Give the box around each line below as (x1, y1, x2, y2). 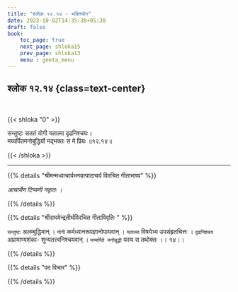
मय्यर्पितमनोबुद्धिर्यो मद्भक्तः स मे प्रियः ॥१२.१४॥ (7, 136, 113, 145)
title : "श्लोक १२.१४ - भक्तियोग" (7, 10, 92, 18)
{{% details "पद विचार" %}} (7, 263, 81, 271)
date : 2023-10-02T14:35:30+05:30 (7, 17, 106, 24)
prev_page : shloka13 (20, 50, 81, 57)
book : (7, 30, 23, 37)
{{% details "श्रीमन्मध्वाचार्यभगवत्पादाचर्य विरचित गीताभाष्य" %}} (7, 171, 157, 180)
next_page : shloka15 (20, 43, 81, 50)
